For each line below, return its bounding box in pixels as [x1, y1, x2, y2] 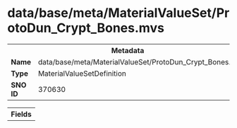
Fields [11, 109, 32, 119]
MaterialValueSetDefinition [37, 69, 127, 78]
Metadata [111, 45, 145, 55]
